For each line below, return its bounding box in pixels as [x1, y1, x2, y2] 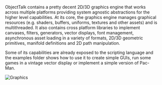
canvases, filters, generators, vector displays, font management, [5, 30, 134, 35]
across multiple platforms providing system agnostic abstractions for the [5, 9, 150, 15]
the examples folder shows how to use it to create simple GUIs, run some [5, 55, 151, 60]
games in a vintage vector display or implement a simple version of [5, 60, 139, 66]
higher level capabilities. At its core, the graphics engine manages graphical [5, 15, 157, 20]
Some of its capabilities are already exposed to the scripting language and [5, 50, 154, 55]
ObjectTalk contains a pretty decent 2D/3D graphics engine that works [5, 4, 146, 10]
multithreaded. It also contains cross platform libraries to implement [5, 25, 140, 31]
